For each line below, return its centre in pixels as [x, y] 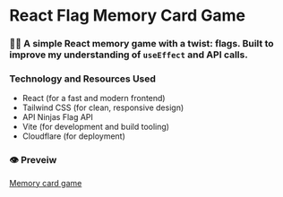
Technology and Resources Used [83, 79]
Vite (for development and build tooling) [96, 127]
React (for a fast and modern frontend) [94, 98]
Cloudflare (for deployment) [73, 136]
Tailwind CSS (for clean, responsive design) [103, 107]
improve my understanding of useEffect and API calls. [129, 55]
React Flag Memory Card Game [128, 16]
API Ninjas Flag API [58, 117]
